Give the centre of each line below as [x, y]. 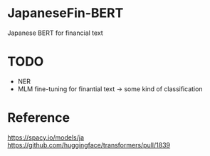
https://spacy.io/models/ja [46, 137]
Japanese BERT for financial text [55, 33]
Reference [38, 118]
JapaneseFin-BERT [65, 13]
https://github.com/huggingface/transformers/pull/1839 [89, 145]
